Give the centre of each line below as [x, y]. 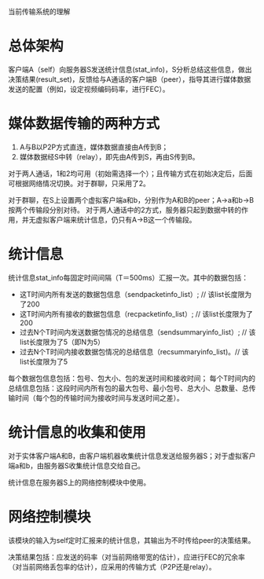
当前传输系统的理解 [39, 11]
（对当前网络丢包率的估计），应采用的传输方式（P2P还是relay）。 [112, 566]
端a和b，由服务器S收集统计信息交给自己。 [77, 465]
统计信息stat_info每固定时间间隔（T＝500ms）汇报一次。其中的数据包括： [128, 277]
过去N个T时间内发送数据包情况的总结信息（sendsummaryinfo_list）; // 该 [137, 332]
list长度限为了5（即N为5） [62, 342]
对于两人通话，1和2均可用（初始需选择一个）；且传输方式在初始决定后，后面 [130, 173]
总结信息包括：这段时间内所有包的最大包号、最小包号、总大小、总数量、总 [128, 388]
